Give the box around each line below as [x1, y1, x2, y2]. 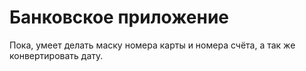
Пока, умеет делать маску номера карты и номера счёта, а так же [9, 39, 296, 51]
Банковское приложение [9, 6, 230, 29]
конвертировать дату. [9, 49, 104, 61]
